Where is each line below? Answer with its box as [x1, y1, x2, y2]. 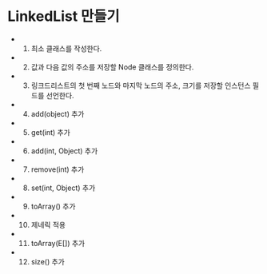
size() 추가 [30, 256, 65, 266]
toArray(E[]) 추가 [30, 238, 86, 248]
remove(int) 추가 [30, 165, 85, 174]
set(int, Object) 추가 [30, 183, 96, 193]
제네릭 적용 [30, 220, 66, 229]
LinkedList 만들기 [7, 7, 121, 26]
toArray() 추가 [30, 201, 76, 211]
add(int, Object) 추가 [30, 145, 98, 156]
